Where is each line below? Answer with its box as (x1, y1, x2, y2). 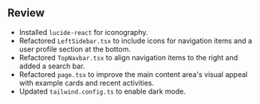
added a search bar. (18, 61, 85, 71)
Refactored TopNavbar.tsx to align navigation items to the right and (18, 52, 238, 62)
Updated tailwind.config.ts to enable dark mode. (18, 87, 187, 96)
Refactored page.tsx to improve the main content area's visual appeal (18, 69, 248, 79)
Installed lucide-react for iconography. (18, 27, 148, 37)
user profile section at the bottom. (18, 44, 132, 54)
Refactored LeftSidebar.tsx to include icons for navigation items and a (18, 36, 253, 45)
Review (7, 6, 45, 20)
